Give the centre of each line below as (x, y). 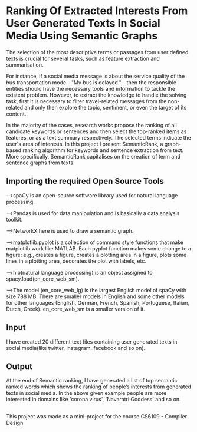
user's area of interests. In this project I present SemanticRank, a (85, 144)
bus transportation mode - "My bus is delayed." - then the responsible (91, 82)
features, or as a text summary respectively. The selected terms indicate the (99, 137)
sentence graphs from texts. (40, 163)
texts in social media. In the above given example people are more (86, 393)
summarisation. (25, 65)
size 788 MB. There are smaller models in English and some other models (95, 296)
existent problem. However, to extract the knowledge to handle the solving (96, 95)
